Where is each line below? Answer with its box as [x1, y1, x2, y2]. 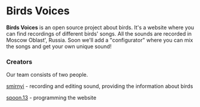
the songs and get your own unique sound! [6, 43, 112, 50]
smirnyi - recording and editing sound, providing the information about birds [6, 83, 193, 90]
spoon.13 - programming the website [6, 94, 97, 102]
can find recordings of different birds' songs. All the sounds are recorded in [6, 30, 192, 37]
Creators [6, 58, 33, 66]
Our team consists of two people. [6, 71, 88, 78]
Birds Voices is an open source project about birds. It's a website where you [6, 24, 195, 31]
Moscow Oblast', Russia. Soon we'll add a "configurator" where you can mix [6, 36, 193, 43]
